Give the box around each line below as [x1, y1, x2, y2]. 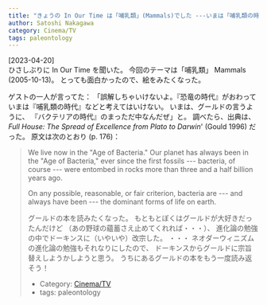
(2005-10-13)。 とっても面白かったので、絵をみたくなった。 [8, 75, 206, 84]
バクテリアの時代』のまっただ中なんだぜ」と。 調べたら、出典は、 [37, 112, 256, 122]
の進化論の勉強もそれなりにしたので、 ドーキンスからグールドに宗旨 [27, 244, 253, 253]
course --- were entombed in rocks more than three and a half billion [27, 165, 253, 174]
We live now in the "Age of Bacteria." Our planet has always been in [27, 148, 249, 158]
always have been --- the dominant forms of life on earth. [27, 197, 217, 207]
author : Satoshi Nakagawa [8, 19, 94, 27]
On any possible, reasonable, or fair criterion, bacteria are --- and [27, 189, 243, 198]
